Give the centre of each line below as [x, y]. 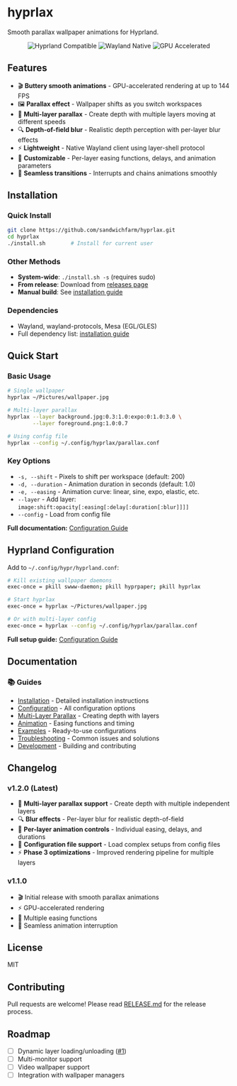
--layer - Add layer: [47, 499]
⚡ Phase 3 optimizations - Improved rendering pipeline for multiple [116, 852]
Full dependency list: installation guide [73, 334]
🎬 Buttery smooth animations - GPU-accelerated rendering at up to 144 [123, 85]
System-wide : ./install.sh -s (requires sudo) [86, 277]
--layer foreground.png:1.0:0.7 [81, 423]
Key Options [29, 461]
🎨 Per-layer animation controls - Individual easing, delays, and [110, 829]
